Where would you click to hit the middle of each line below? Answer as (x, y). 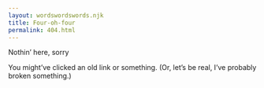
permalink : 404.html (42, 30)
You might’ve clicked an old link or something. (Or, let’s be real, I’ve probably (132, 68)
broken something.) (40, 76)
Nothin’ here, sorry (39, 53)
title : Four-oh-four (42, 23)
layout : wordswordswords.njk (56, 15)
